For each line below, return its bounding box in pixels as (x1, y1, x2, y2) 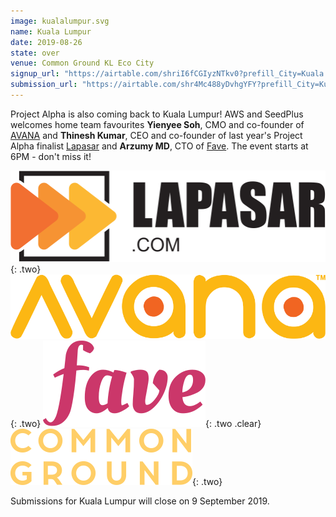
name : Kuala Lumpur (10, 26, 92, 37)
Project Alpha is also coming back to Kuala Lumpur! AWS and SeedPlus (10, 108, 304, 120)
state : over (10, 48, 60, 58)
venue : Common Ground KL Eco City (10, 58, 155, 69)
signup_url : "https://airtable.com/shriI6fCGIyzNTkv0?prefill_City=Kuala (10, 69, 325, 79)
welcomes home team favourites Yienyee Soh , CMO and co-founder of (10, 118, 305, 130)
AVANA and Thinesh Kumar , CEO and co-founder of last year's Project (10, 129, 303, 141)
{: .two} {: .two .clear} (10, 417, 262, 429)
